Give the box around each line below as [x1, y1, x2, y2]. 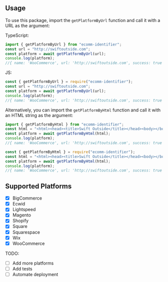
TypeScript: [5, 32, 29, 38]
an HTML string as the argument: [5, 112, 73, 118]
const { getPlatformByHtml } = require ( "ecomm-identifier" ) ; [5, 149, 135, 154]
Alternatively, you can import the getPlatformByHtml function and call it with [5, 107, 161, 113]
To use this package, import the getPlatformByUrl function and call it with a [5, 17, 160, 23]
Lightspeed [12, 206, 36, 212]
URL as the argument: [5, 22, 50, 28]
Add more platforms [12, 260, 54, 266]
